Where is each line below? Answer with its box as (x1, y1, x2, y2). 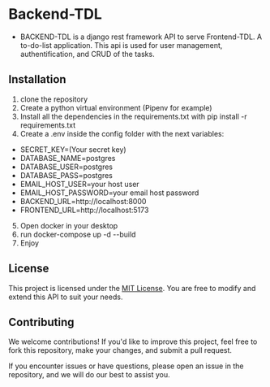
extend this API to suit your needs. (8, 292, 123, 302)
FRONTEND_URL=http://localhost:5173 (19, 205, 149, 215)
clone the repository (19, 94, 88, 104)
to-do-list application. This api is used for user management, (19, 40, 223, 50)
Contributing (8, 315, 75, 329)
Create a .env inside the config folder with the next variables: (19, 128, 225, 138)
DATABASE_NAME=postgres (19, 153, 116, 163)
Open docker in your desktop (19, 220, 118, 230)
